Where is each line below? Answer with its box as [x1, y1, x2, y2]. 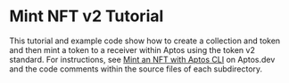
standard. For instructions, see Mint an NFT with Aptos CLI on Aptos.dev [9, 54, 276, 64]
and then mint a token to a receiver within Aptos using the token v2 [9, 44, 256, 55]
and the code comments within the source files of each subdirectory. [9, 64, 263, 74]
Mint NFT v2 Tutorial [9, 6, 164, 26]
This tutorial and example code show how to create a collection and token [9, 35, 281, 46]
